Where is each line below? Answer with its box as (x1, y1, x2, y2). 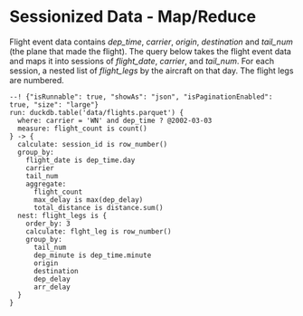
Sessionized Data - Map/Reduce (9, 6, 256, 27)
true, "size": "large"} (9, 100, 99, 110)
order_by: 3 (25, 219, 71, 228)
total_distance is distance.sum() (33, 203, 165, 212)
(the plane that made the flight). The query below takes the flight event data (9, 45, 292, 56)
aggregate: (25, 179, 67, 188)
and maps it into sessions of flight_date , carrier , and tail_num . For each (9, 55, 274, 66)
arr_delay (33, 282, 71, 292)
